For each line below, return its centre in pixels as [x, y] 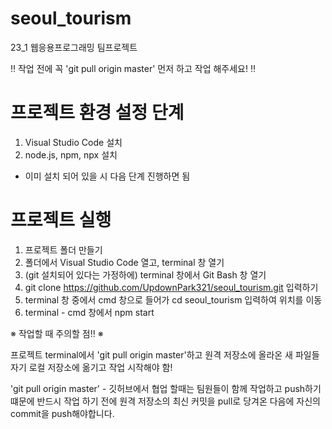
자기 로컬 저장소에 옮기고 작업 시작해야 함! [91, 367]
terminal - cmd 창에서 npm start [89, 312]
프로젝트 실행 [61, 220]
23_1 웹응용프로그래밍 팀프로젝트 [74, 47]
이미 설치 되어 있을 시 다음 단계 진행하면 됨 [107, 176]
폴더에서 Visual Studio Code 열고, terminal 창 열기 [124, 262]
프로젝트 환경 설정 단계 [97, 113]
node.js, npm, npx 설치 [71, 154]
